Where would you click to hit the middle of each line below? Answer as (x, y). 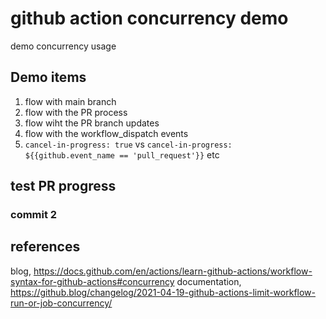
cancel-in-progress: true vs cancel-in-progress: (128, 144)
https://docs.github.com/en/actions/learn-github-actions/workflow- (173, 271)
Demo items (48, 77)
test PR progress (63, 186)
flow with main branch (70, 101)
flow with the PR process (76, 112)
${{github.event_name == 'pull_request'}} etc (122, 154)
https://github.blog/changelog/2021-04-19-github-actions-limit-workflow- (163, 292)
